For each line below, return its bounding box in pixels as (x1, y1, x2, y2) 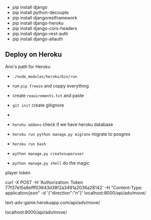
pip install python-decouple (12, 9, 69, 15)
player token (5, 169, 31, 176)
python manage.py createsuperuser (12, 151, 84, 156)
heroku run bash (12, 141, 46, 146)
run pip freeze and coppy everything (12, 83, 89, 89)
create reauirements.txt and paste (12, 92, 84, 99)
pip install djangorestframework (12, 15, 77, 20)
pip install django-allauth (12, 36, 63, 42)
